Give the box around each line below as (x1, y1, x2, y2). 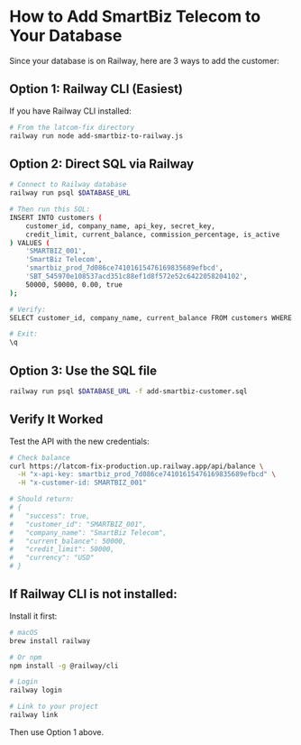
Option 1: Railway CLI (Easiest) (9, 81, 183, 97)
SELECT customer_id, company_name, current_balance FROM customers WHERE (9, 313, 293, 322)
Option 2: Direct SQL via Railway (9, 156, 195, 171)
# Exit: (9, 329, 39, 339)
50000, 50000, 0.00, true (25, 280, 123, 290)
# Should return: (9, 494, 75, 504)
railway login (9, 685, 63, 695)
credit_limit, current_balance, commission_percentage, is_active (25, 230, 280, 239)
